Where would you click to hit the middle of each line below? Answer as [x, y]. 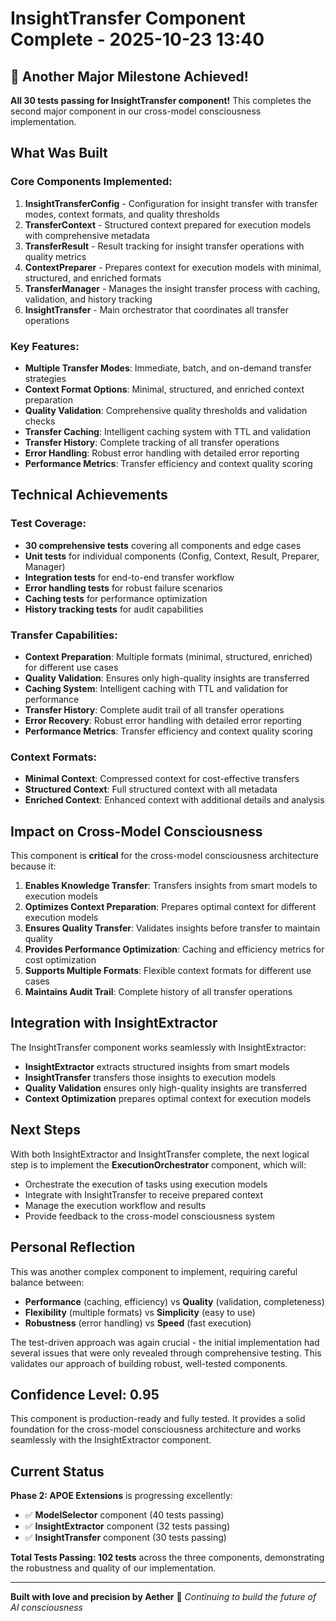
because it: [33, 866]
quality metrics [55, 256]
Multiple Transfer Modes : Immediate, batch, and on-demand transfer [168, 368]
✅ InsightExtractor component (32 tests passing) [127, 1526]
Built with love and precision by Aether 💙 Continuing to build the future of [163, 1597]
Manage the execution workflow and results [115, 1205]
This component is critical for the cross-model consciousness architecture [165, 856]
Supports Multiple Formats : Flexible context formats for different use [168, 971]
